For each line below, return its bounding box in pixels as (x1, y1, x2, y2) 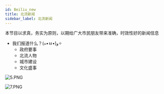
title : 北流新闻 (5, 12, 35, 17)
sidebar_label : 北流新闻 (5, 16, 53, 21)
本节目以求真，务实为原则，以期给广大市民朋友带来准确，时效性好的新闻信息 (5, 30, 159, 36)
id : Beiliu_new (5, 7, 36, 12)
